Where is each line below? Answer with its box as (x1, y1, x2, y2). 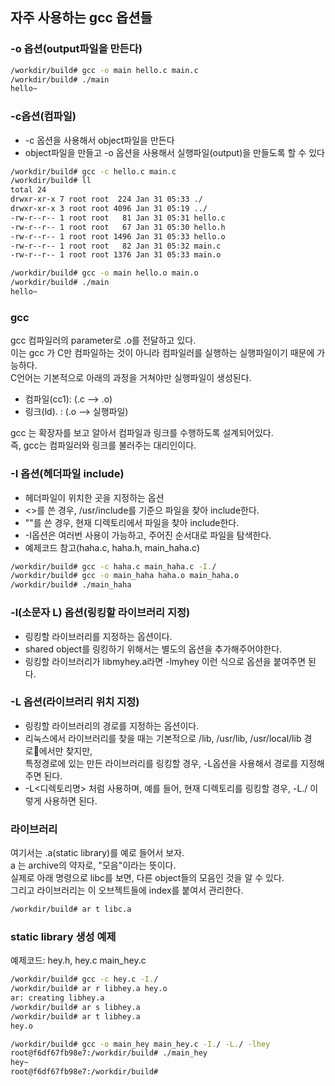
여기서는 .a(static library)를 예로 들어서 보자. (10, 847, 185, 859)
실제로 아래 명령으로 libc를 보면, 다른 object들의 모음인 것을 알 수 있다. (10, 872, 285, 884)
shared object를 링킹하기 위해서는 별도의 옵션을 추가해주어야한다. (24, 643, 283, 655)
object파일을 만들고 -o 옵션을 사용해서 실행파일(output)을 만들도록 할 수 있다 (24, 146, 325, 158)
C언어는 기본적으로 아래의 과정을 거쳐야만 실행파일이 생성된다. (10, 372, 252, 384)
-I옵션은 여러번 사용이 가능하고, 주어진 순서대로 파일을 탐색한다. (24, 529, 272, 541)
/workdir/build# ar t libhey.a (10, 1011, 141, 1022)
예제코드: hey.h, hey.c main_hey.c (10, 954, 147, 967)
